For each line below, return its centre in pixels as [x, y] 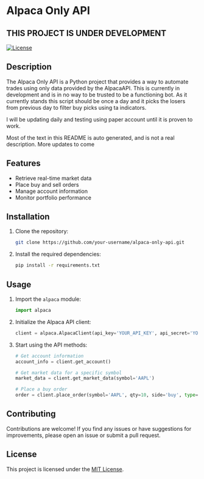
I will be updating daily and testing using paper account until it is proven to [100, 119]
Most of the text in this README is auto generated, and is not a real [90, 137]
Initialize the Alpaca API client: [53, 322]
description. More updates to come [51, 144]
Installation [28, 217]
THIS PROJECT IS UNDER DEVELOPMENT [86, 33]
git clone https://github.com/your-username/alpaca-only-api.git [100, 243]
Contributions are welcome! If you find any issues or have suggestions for [99, 428]
